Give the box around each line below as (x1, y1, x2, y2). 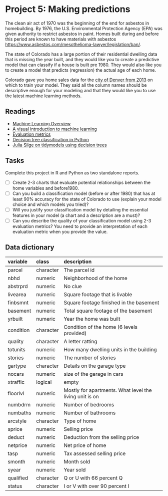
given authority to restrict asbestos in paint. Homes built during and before (5, 31, 159, 37)
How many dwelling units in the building (63, 346, 157, 353)
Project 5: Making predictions (5, 4, 130, 15)
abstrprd (7, 283, 28, 290)
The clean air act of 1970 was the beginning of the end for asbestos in (5, 20, 149, 26)
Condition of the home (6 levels (63, 323, 138, 330)
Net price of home (63, 442, 106, 449)
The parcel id (63, 267, 95, 274)
